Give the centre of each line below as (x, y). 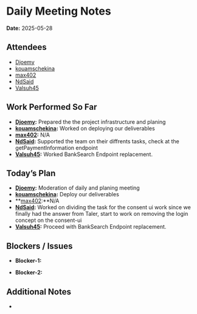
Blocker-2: (29, 273)
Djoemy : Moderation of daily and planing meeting (77, 188)
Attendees (26, 47)
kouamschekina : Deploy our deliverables (67, 194)
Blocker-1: (28, 261)
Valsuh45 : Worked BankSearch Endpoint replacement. (84, 154)
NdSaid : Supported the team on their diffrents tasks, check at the (97, 141)
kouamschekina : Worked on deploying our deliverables (85, 128)
